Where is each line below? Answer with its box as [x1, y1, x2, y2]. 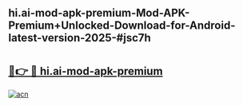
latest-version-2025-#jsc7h [8, 31, 152, 45]
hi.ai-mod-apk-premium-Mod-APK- [8, 6, 190, 20]
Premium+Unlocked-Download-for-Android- [8, 19, 236, 33]
